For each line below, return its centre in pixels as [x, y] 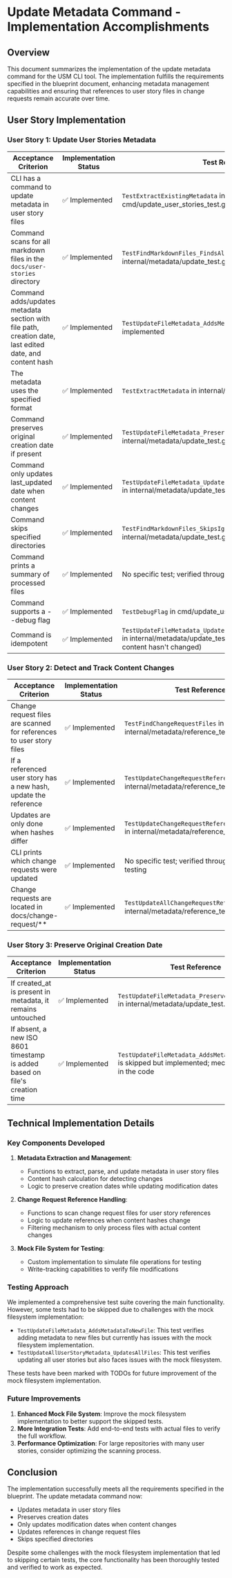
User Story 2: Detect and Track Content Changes [91, 667]
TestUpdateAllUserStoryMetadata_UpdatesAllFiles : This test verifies [114, 1353]
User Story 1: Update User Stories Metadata [82, 140]
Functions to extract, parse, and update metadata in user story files [123, 1171]
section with [30, 318]
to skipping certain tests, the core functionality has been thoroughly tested [113, 1560]
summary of [30, 574]
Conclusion [32, 1472]
